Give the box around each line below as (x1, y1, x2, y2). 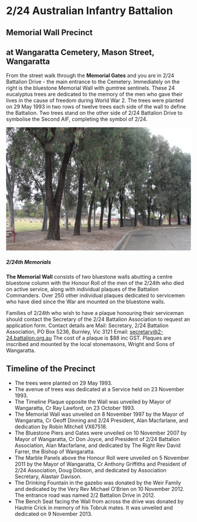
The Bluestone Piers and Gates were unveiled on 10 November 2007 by (14, 429, 187, 436)
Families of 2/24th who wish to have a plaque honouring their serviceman (6, 310, 184, 317)
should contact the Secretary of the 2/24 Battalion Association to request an (6, 316, 191, 323)
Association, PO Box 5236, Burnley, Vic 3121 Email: (6, 328, 129, 335)
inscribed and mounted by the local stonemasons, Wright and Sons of (6, 341, 175, 348)
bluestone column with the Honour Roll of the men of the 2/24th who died (6, 280, 185, 287)
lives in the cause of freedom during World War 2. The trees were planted (6, 97, 184, 104)
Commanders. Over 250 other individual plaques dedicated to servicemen (6, 292, 185, 299)
